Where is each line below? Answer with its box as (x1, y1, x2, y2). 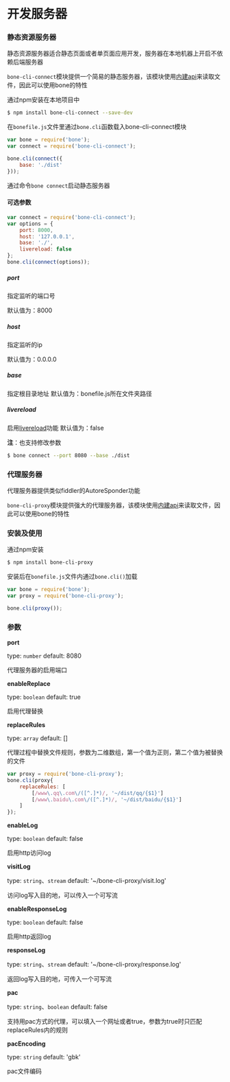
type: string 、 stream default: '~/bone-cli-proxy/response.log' (7, 960, 181, 969)
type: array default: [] (7, 734, 68, 742)
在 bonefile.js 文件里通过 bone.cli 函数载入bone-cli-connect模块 (7, 123, 187, 131)
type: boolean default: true (7, 693, 81, 701)
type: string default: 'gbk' (7, 1053, 81, 1061)
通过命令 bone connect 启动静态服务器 (7, 181, 110, 189)
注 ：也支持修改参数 (7, 438, 62, 446)
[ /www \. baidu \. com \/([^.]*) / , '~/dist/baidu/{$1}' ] (31, 796, 183, 803)
